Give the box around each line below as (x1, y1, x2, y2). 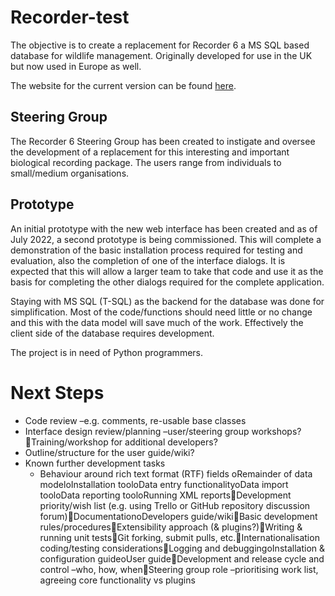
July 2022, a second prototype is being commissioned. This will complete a (10, 233, 322, 245)
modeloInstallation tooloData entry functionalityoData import (39, 478, 289, 490)
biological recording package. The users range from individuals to (10, 156, 282, 168)
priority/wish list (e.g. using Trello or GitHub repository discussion (39, 499, 311, 511)
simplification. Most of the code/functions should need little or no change (10, 306, 313, 318)
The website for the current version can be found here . (10, 79, 237, 91)
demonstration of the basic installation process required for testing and (10, 244, 303, 256)
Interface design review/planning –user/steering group (24, 425, 250, 437)
